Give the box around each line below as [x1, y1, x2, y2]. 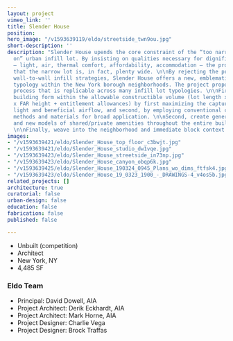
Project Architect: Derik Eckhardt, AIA [17, 304, 125, 312]
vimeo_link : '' [7, 17, 51, 24]
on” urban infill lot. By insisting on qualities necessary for [13, 55, 203, 62]
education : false [7, 204, 58, 211]
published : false [7, 216, 58, 223]
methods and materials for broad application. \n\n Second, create [13, 113, 209, 120]
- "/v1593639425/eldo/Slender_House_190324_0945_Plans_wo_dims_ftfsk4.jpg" [7, 164, 231, 172]
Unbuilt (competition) [17, 241, 78, 250]
